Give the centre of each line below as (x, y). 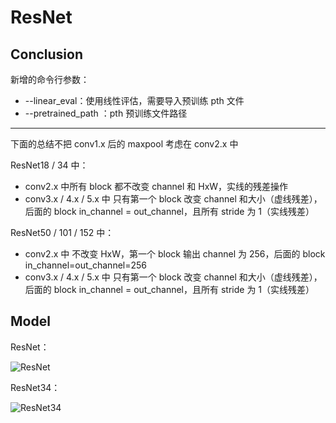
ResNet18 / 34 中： (49, 165)
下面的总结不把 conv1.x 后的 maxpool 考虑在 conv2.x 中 (124, 144)
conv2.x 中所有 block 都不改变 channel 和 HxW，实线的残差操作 (156, 186)
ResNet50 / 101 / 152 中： (62, 232)
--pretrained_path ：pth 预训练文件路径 (106, 113)
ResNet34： (35, 387)
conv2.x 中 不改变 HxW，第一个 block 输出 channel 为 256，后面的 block (175, 254)
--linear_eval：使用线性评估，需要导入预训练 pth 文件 (134, 100)
